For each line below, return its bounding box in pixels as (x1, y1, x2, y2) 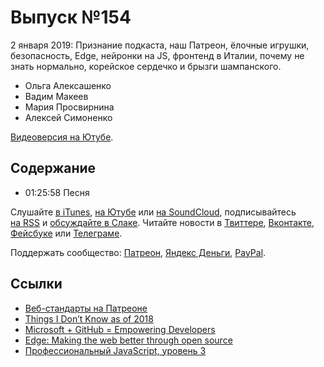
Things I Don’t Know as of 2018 (24, 312, 154, 325)
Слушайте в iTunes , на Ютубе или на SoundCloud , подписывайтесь (10, 206, 297, 218)
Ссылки (10, 276, 63, 293)
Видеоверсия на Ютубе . (10, 131, 114, 143)
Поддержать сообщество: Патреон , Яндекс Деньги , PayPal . (10, 246, 267, 258)
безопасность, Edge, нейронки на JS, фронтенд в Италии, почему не (10, 49, 305, 61)
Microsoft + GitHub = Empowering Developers (24, 323, 216, 335)
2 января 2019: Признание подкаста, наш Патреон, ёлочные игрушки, (10, 39, 310, 51)
